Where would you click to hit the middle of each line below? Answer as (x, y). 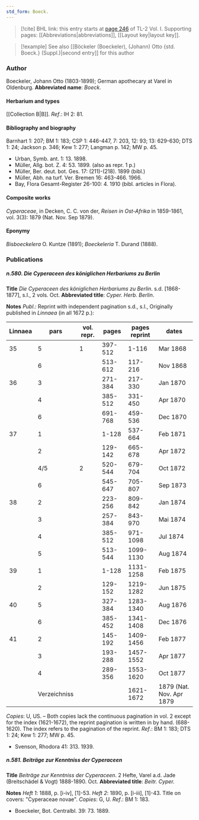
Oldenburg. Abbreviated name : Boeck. (54, 87)
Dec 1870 (173, 417)
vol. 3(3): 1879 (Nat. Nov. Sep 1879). (50, 217)
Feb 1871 (172, 434)
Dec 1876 (173, 622)
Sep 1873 (172, 485)
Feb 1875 (172, 570)
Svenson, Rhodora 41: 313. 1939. (54, 746)
